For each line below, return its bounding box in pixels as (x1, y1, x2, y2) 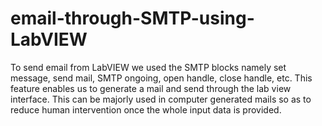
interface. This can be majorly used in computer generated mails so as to (10, 93, 312, 105)
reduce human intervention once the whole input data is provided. (10, 103, 282, 116)
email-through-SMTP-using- (10, 7, 255, 30)
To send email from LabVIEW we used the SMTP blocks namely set (10, 61, 287, 73)
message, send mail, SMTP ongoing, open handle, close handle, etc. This (10, 72, 313, 84)
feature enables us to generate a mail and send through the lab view (10, 82, 292, 94)
